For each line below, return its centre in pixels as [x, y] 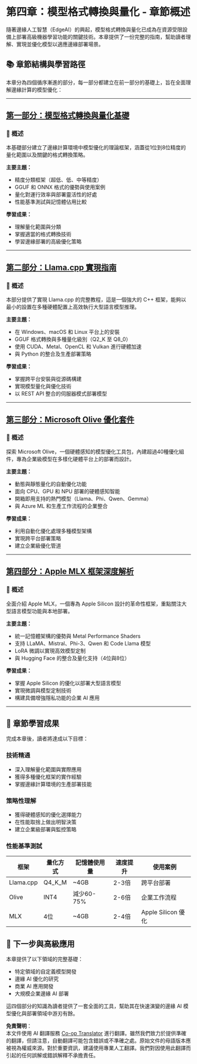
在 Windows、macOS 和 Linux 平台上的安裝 [67, 332]
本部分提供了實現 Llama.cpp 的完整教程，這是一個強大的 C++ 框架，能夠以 [96, 300]
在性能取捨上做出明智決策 [45, 822]
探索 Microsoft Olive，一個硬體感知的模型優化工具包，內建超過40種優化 [93, 451]
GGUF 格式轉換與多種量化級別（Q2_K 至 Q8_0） [73, 339]
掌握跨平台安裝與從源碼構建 [48, 379]
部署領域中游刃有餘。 [52, 1013]
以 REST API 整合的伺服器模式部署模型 [61, 394]
